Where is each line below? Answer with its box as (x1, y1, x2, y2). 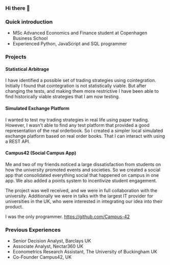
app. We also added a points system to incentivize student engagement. (5, 177, 157, 183)
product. (5, 203, 23, 209)
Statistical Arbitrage (5, 66, 50, 72)
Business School (12, 35, 48, 41)
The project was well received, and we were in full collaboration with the (5, 187, 157, 193)
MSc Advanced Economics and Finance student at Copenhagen (12, 30, 148, 36)
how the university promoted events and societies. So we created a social (5, 167, 161, 173)
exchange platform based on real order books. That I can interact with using (5, 132, 165, 139)
